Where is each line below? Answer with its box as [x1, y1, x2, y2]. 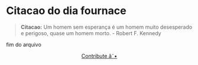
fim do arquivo [6, 41, 41, 48]
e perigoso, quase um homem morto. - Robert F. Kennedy [20, 29, 161, 36]
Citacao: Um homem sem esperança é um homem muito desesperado [20, 23, 193, 30]
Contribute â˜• [81, 52, 118, 59]
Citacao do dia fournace [6, 4, 126, 18]
